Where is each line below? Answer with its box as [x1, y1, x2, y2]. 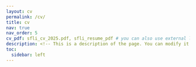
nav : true [6, 24, 30, 31]
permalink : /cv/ [6, 14, 45, 20]
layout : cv [6, 8, 33, 15]
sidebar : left [11, 52, 45, 58]
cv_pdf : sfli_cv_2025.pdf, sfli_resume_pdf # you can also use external [6, 36, 187, 41]
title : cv [6, 19, 30, 25]
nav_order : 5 [6, 30, 38, 36]
